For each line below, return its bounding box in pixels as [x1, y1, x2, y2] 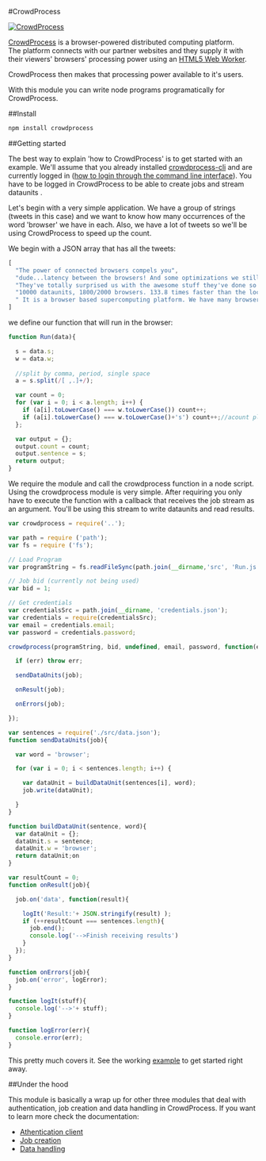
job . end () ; [28, 925, 66, 932]
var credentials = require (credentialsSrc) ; [8, 613, 158, 621]
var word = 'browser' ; [15, 750, 90, 759]
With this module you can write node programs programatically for [8, 85, 226, 94]
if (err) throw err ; [15, 657, 83, 665]
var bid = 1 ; [8, 585, 51, 593]
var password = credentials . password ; [8, 629, 136, 636]
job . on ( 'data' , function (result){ [15, 895, 129, 903]
